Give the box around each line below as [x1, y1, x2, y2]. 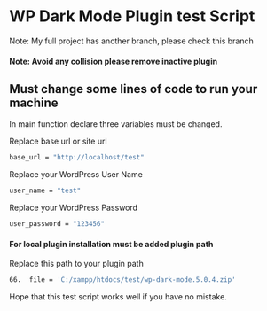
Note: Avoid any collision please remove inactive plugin [9, 56, 218, 66]
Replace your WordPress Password [9, 202, 138, 214]
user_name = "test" [9, 186, 82, 196]
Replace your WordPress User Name [9, 169, 144, 180]
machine [9, 95, 59, 110]
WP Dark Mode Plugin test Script [9, 6, 255, 27]
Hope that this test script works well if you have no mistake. [9, 292, 228, 302]
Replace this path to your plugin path [9, 259, 144, 269]
